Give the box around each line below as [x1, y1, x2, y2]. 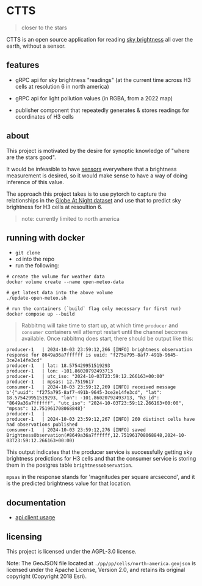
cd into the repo [15, 255, 55, 263]
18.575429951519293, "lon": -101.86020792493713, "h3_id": [6, 395, 160, 401]
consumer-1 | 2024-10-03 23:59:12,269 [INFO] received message [6, 384, 176, 390]
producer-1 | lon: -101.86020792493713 [6, 368, 114, 374]
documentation [6, 497, 66, 508]
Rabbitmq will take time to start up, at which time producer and [21, 322, 178, 329]
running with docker [6, 232, 85, 243]
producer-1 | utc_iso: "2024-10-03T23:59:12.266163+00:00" [6, 374, 165, 380]
